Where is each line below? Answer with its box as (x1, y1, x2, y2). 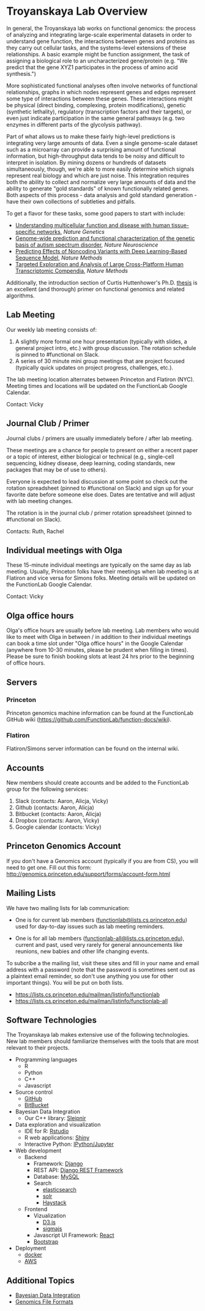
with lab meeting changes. (6, 497, 73, 504)
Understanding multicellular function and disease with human (15, 222, 170, 229)
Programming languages (15, 1056, 78, 1063)
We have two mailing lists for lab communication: (6, 904, 130, 911)
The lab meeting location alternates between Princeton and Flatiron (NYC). (6, 375, 195, 383)
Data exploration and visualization (15, 1121, 101, 1129)
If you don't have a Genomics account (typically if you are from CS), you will (6, 857, 199, 864)
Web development (15, 1147, 62, 1154)
